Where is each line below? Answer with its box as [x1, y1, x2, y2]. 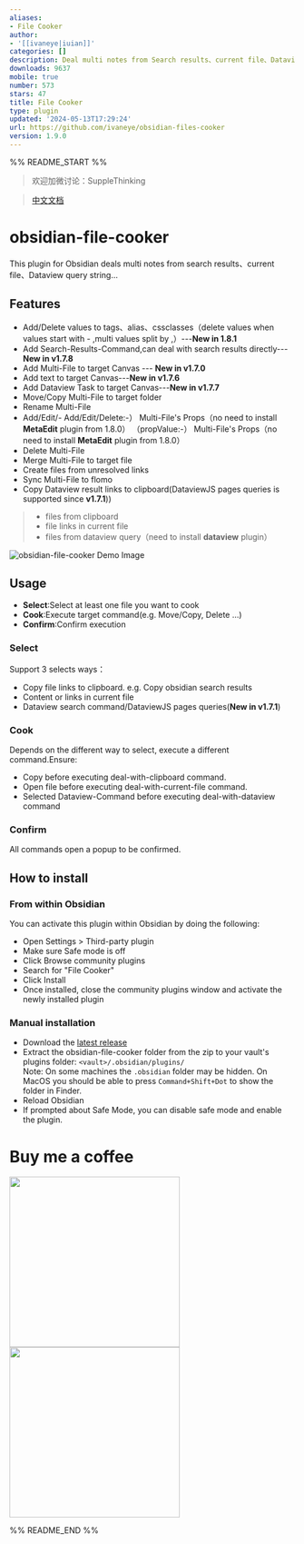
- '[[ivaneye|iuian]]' [9, 38, 95, 48]
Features [9, 296, 61, 312]
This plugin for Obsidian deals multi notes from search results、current [9, 258, 275, 269]
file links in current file [44, 520, 129, 532]
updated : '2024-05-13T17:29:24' [9, 115, 132, 124]
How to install [9, 870, 89, 886]
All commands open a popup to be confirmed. [9, 844, 181, 855]
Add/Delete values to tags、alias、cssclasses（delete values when [22, 322, 275, 333]
